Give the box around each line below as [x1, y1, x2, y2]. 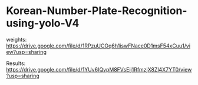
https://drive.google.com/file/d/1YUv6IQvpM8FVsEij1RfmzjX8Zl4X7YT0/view [6, 66, 192, 73]
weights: [6, 36, 27, 43]
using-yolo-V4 [6, 16, 80, 30]
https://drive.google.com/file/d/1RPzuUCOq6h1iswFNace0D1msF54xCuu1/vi [6, 42, 190, 49]
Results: [6, 60, 26, 67]
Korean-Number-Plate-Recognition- [6, 4, 187, 18]
